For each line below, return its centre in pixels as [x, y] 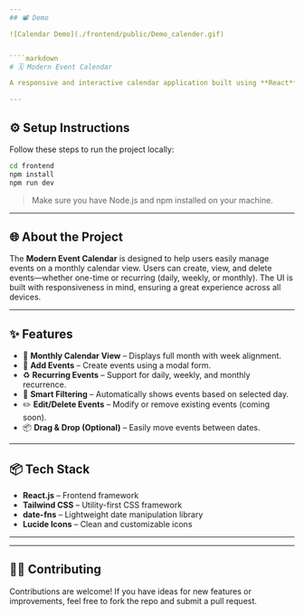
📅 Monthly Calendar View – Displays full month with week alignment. [152, 356]
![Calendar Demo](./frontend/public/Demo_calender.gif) [117, 34]
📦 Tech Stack [50, 469]
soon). [34, 418]
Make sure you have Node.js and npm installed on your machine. [152, 200]
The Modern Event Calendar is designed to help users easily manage [139, 259]
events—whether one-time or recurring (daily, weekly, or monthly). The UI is [152, 278]
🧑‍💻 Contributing [56, 569]
